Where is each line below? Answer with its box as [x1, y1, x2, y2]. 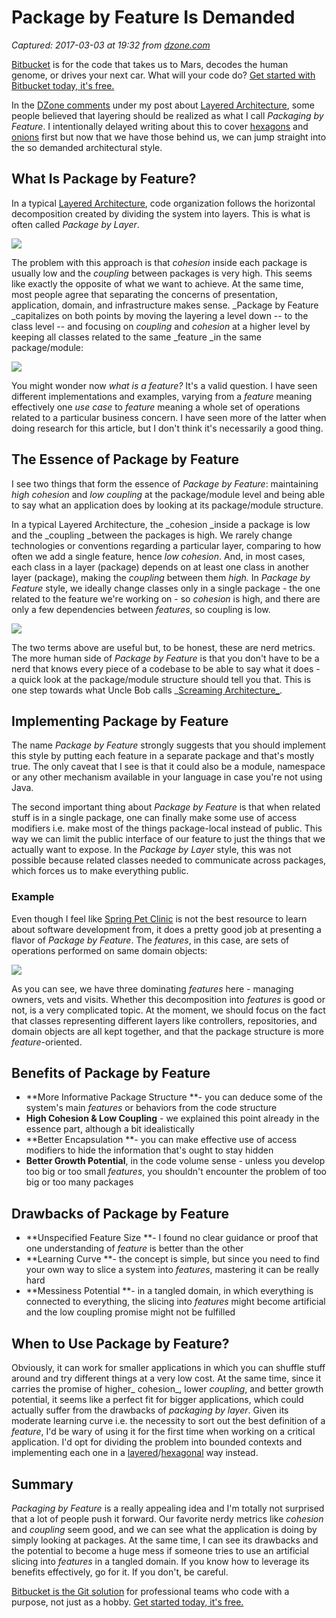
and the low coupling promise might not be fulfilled [25, 1306, 236, 1318]
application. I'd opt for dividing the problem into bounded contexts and [11, 1436, 303, 1448]
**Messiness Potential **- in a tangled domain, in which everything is [25, 1285, 314, 1297]
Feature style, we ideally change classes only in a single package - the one [11, 582, 321, 594]
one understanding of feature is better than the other [25, 1242, 244, 1255]
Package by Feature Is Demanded [11, 6, 296, 29]
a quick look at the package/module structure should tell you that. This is [11, 673, 312, 685]
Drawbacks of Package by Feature [11, 1205, 230, 1222]
